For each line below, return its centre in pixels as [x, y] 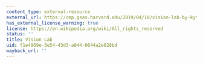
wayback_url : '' [27, 51]
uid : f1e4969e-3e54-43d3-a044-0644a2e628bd [62, 46]
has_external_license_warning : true [52, 23]
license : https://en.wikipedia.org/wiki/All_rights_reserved [85, 28]
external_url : [24, 17]
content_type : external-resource [48, 12]
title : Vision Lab [29, 40]
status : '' [20, 34]
